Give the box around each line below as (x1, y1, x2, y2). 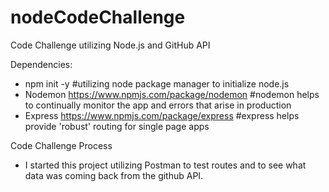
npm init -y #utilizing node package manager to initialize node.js (24, 77, 290, 90)
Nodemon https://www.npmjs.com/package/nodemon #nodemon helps (24, 88, 320, 100)
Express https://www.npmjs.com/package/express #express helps (24, 109, 300, 121)
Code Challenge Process (10, 139, 113, 151)
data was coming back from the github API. (24, 169, 204, 181)
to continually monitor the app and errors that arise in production (24, 99, 292, 111)
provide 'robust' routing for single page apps (24, 120, 210, 132)
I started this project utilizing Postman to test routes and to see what (24, 159, 307, 171)
